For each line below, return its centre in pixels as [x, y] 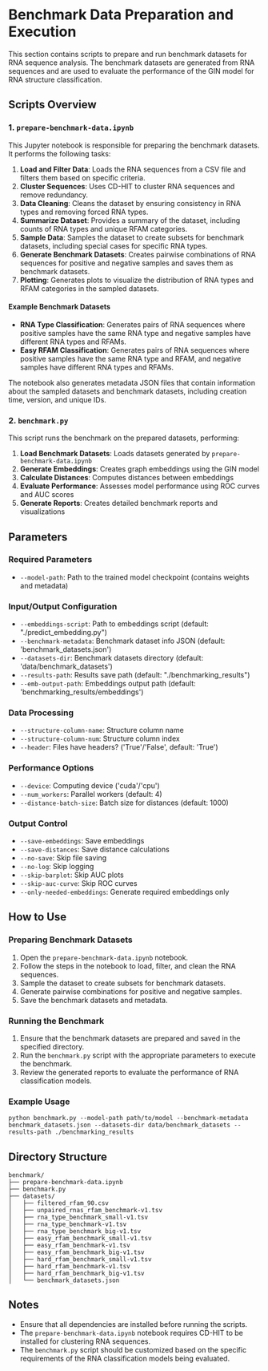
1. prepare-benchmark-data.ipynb [71, 127]
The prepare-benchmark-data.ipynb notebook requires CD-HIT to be [132, 1333]
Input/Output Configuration [63, 606]
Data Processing [41, 713]
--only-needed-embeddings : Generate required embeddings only [124, 892]
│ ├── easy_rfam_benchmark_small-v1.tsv [80, 1239]
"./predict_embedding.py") [64, 633]
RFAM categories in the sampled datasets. [89, 288]
